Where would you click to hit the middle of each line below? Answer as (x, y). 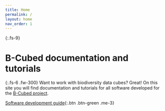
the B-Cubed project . (27, 93)
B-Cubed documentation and (67, 58)
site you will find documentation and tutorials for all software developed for (82, 88)
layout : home (19, 19)
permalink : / (19, 14)
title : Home (17, 10)
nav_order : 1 (19, 24)
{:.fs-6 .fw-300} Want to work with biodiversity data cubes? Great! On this (81, 82)
